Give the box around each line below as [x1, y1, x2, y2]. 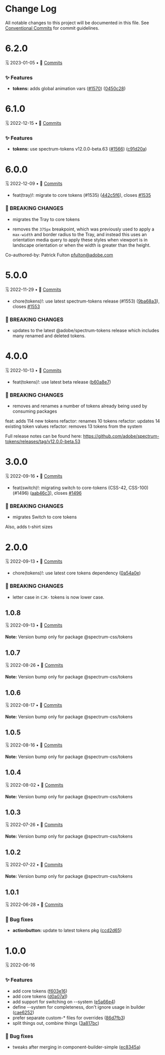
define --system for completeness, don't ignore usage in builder [12, 1004, 145, 1010]
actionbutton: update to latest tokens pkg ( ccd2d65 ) [12, 927, 122, 934]
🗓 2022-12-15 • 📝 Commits [5, 120, 62, 126]
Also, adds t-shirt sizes [5, 524, 53, 530]
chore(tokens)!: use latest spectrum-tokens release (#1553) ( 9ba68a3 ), [12, 298, 159, 304]
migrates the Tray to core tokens [12, 216, 80, 222]
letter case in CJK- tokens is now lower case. [12, 594, 104, 600]
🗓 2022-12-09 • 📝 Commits [5, 181, 63, 187]
